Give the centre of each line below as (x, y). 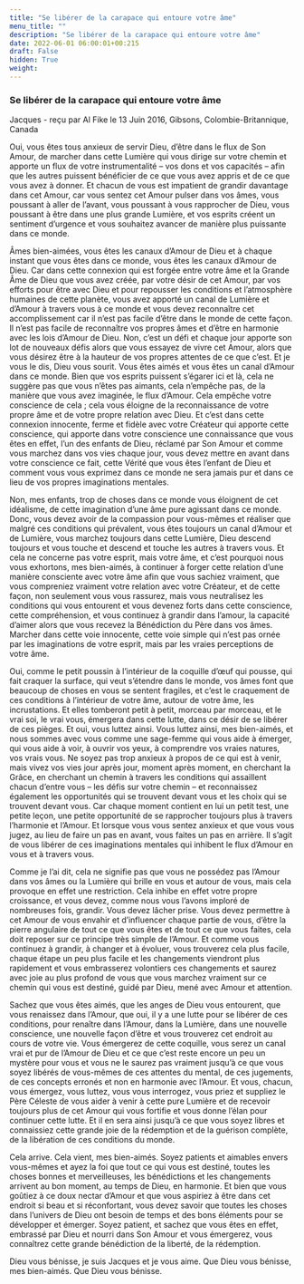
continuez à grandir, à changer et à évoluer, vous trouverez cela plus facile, (149, 949)
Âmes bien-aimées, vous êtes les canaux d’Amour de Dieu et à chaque (141, 251)
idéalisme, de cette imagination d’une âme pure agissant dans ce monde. (146, 509)
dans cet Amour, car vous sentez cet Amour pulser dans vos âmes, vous (144, 195)
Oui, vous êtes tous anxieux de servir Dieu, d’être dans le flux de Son (138, 147)
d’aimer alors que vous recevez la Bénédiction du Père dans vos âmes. (141, 625)
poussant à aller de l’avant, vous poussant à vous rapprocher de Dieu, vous (149, 205)
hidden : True (34, 60)
